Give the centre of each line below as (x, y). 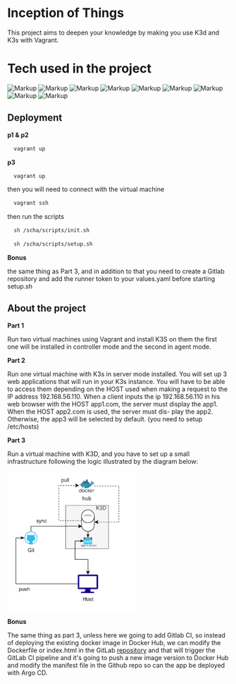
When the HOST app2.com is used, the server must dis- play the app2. (110, 412)
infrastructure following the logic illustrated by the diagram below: (103, 461)
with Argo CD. (27, 673)
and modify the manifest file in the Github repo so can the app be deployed (116, 665)
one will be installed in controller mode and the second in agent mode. (109, 347)
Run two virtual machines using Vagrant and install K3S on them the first (112, 339)
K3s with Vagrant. (33, 40)
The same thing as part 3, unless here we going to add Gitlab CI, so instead (116, 635)
